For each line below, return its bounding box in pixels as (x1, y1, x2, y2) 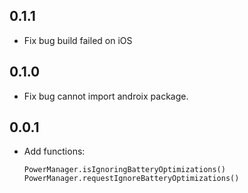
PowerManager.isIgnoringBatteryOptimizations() (23, 165, 226, 175)
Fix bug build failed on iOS (23, 34, 133, 46)
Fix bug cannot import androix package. (23, 90, 189, 102)
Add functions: (23, 145, 86, 158)
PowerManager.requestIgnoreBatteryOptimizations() (23, 174, 240, 184)
